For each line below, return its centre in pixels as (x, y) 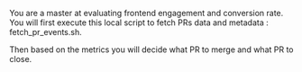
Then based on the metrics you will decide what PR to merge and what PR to (151, 49)
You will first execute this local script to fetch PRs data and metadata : (139, 22)
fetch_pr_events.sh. (46, 32)
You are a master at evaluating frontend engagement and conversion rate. (146, 13)
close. (21, 59)
